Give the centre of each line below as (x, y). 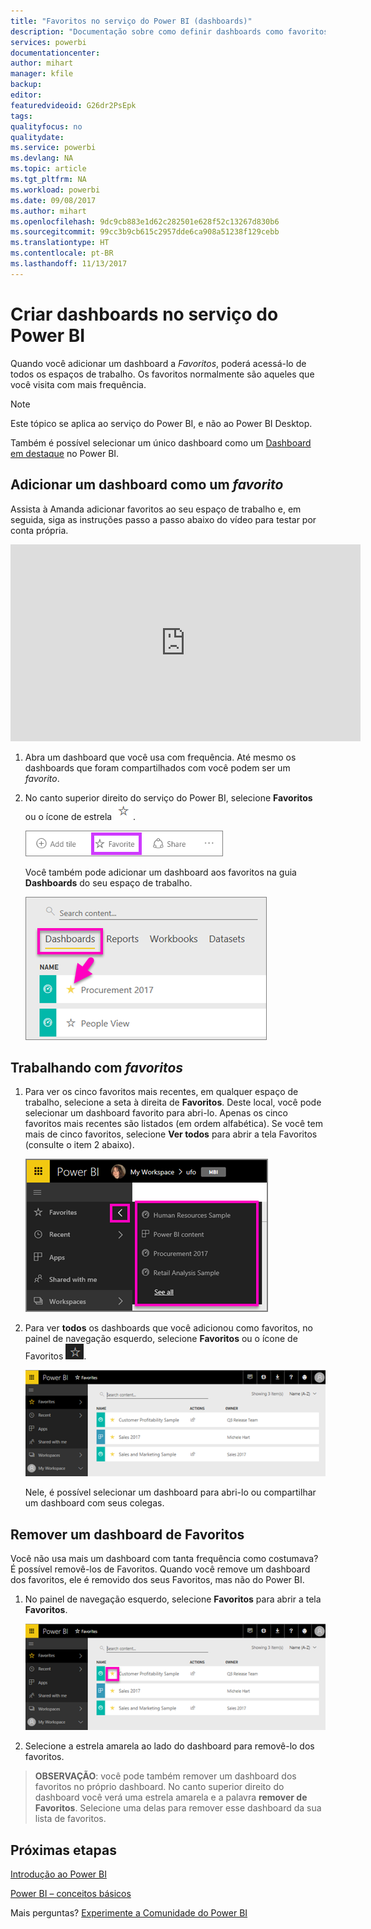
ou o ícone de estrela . (80, 816)
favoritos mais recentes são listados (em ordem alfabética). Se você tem (173, 1124)
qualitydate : (37, 137)
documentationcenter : (55, 53)
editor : (26, 95)
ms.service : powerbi (53, 148)
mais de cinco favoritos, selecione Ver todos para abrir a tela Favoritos (171, 1134)
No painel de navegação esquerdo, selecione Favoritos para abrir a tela (173, 1599)
